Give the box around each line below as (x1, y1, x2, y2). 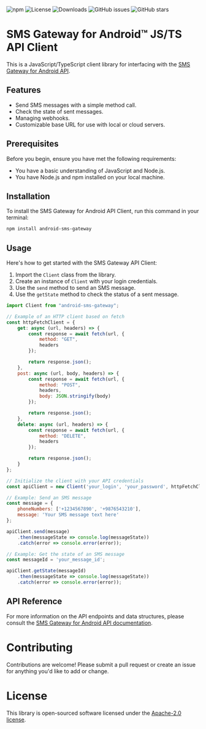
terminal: (6, 214, 29, 221)
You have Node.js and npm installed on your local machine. (15, 173, 166, 181)
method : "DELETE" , (39, 433, 86, 439)
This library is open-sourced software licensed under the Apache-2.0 (6, 709, 182, 717)
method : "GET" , (39, 337, 78, 343)
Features (6, 85, 41, 95)
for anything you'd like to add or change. (6, 667, 109, 675)
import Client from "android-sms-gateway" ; (6, 303, 120, 309)
